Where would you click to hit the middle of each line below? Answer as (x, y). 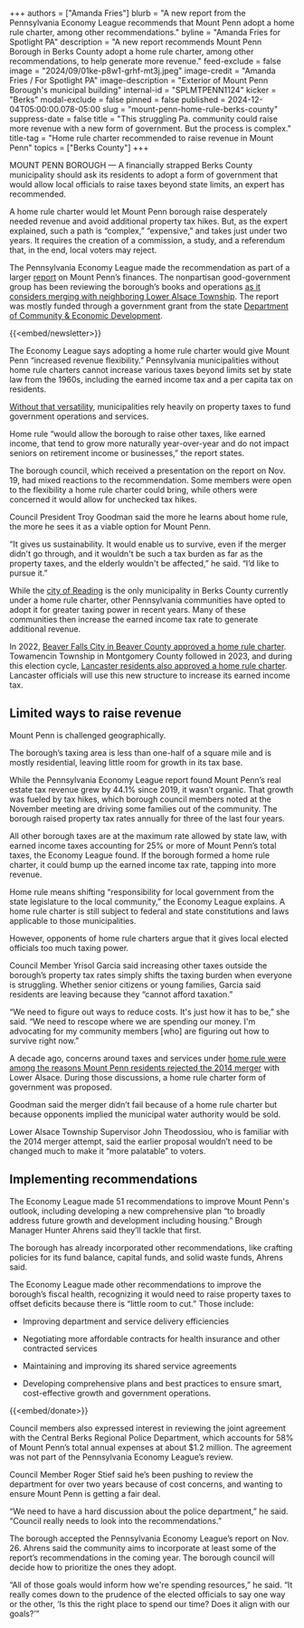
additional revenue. (45, 629)
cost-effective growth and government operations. (117, 1393)
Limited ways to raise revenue (95, 714)
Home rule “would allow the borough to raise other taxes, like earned (138, 434)
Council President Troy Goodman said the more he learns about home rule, (149, 517)
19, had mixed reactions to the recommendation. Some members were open (151, 480)
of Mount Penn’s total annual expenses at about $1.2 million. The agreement (151, 1447)
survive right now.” (44, 1041)
